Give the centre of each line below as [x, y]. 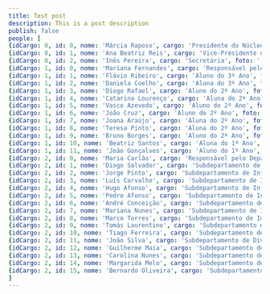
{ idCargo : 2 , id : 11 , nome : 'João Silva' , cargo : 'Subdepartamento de [129, 241]
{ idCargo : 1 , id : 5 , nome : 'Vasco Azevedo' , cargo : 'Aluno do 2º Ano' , [131, 106]
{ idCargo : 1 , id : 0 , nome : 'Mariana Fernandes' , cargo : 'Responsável [127, 68]
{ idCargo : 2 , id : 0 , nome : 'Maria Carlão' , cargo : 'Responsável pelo [127, 158]
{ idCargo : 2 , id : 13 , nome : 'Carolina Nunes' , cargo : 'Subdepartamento [131, 255]
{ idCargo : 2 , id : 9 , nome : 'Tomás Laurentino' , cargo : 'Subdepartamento [133, 226]
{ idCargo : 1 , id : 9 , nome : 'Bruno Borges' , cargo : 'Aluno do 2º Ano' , [129, 135]
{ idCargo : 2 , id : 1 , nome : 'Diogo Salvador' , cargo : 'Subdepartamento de [135, 166]
